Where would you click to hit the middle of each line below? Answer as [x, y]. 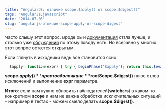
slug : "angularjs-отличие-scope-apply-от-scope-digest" [64, 23]
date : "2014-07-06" [25, 19]
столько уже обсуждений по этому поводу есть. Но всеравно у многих [81, 43]
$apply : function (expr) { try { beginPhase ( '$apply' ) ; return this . [82, 67]
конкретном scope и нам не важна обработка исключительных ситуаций [83, 96]
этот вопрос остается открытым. [40, 48]
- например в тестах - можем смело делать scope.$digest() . [70, 101]
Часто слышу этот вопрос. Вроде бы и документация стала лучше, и [78, 37]
